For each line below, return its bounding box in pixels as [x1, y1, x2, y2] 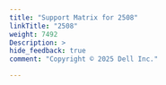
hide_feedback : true [9, 47, 87, 55]
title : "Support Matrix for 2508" [9, 13, 139, 22]
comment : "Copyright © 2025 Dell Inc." [9, 55, 159, 64]
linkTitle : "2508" [9, 21, 78, 30]
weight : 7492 [9, 30, 58, 38]
